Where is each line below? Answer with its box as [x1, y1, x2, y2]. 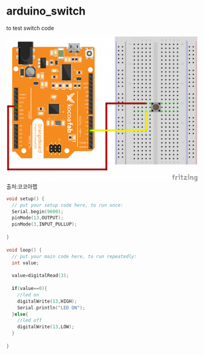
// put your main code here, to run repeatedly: [12, 253, 137, 260]
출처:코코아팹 [6, 182, 38, 190]
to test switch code [6, 24, 55, 32]
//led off [17, 317, 42, 323]
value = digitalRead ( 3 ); [12, 272, 69, 279]
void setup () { [6, 196, 45, 202]
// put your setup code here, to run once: [12, 202, 123, 208]
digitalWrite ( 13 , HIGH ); [17, 298, 78, 305]
